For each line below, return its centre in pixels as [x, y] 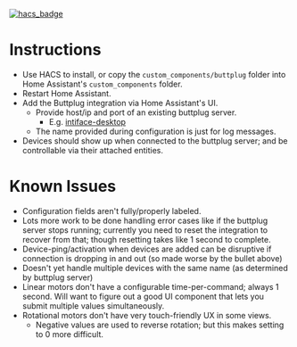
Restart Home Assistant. [66, 93]
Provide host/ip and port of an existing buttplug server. [136, 112]
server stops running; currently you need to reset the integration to [145, 230]
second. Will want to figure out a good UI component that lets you [143, 296]
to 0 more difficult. [70, 334]
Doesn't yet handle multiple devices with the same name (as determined [155, 268]
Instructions [55, 50]
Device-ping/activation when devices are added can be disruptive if [147, 249]
